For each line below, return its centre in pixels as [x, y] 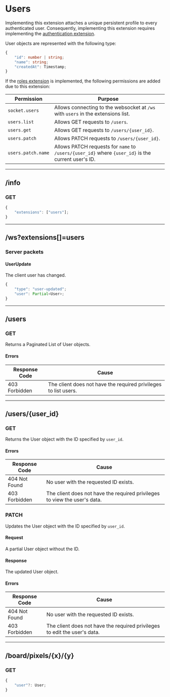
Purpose [108, 99]
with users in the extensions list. [92, 114]
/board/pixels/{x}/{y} [40, 656]
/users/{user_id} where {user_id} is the [102, 153]
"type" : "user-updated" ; [40, 289]
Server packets [25, 252]
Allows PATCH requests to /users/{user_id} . [107, 139]
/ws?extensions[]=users [45, 237]
